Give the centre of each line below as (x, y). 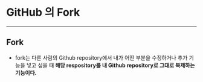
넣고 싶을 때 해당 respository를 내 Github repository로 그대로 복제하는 (111, 65)
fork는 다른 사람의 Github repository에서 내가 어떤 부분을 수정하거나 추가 (101, 57)
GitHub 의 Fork (43, 12)
